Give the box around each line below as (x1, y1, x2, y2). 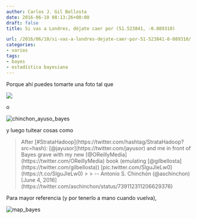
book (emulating (105, 157, 147, 165)
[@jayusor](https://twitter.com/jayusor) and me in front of (49, 144, 191, 151)
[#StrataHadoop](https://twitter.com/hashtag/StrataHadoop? (34, 138, 184, 145)
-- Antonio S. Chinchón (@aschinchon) (94, 170, 190, 177)
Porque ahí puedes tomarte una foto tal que (6, 80, 114, 87)
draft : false (6, 20, 39, 26)
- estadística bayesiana (6, 64, 68, 70)
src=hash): (20, 144, 48, 151)
